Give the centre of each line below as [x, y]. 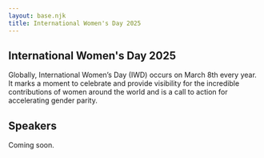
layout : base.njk [37, 16]
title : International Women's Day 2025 [75, 23]
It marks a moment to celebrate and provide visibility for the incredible [124, 83]
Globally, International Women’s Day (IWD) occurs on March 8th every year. [133, 75]
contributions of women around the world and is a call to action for [118, 92]
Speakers [33, 126]
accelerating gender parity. [53, 100]
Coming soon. [31, 145]
